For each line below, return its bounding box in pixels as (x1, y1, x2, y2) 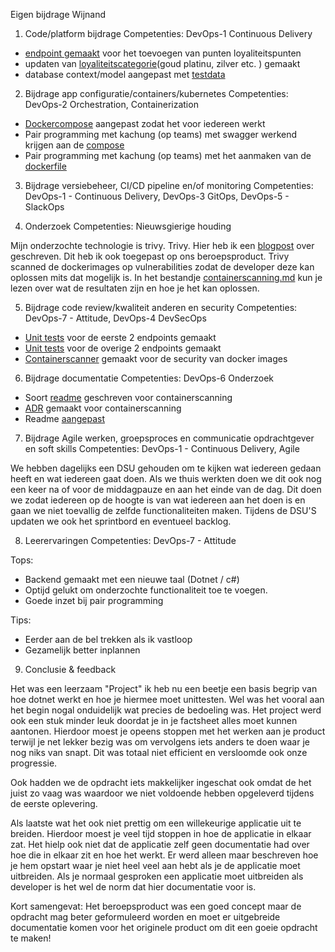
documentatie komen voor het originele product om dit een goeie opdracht (10, 922, 318, 933)
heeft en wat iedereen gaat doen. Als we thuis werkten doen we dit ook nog (10, 473, 322, 484)
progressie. (10, 757, 58, 769)
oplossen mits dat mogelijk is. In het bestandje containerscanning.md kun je (10, 272, 323, 283)
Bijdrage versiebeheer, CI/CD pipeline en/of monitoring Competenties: (24, 180, 314, 191)
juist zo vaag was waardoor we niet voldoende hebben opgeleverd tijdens (10, 787, 315, 799)
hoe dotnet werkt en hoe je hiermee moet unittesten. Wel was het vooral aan (10, 694, 325, 705)
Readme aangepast (24, 413, 105, 424)
